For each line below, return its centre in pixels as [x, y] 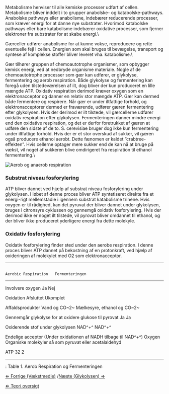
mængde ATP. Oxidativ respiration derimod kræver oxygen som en [74, 91]
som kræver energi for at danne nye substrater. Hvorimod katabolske [77, 23]
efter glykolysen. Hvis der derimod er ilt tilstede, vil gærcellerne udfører [79, 112]
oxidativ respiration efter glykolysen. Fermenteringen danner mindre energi [83, 117]
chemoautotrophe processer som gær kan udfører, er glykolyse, [72, 75]
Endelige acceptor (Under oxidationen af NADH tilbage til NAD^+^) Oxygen [83, 337]
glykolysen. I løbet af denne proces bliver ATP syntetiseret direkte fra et [79, 194]
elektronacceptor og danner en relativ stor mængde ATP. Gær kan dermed [82, 96]
